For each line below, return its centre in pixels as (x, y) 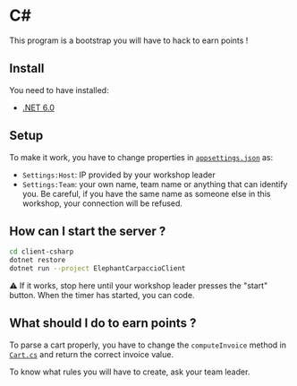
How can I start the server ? (88, 231)
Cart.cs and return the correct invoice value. (92, 354)
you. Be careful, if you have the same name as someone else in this (146, 193)
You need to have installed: (59, 90)
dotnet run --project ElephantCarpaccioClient (98, 269)
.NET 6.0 (38, 107)
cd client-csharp (42, 252)
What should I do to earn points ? (103, 323)
